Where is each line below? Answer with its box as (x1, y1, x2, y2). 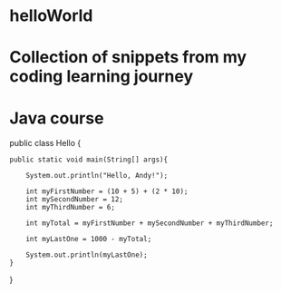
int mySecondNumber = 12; (25, 195, 124, 204)
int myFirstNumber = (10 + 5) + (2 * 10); (25, 187, 189, 196)
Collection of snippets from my (9, 47, 247, 68)
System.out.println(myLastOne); (25, 250, 148, 259)
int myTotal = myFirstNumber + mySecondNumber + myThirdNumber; (25, 219, 274, 228)
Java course (9, 108, 104, 128)
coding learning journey (9, 66, 194, 87)
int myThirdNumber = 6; (25, 203, 116, 212)
